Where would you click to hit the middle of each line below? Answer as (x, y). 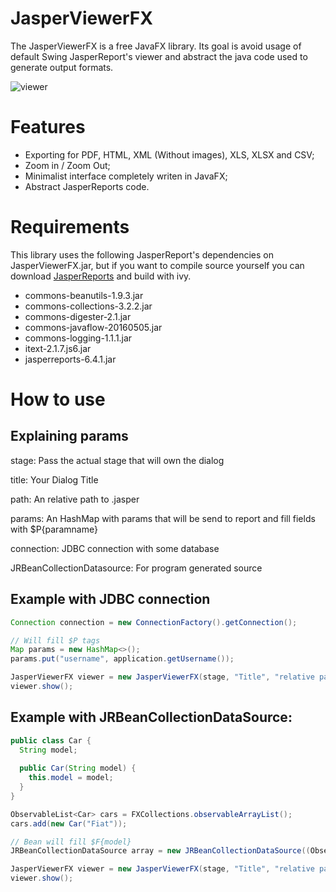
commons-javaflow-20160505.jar (93, 327)
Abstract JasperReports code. (87, 186)
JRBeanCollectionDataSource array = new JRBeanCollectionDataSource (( (160, 851)
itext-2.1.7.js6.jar (58, 348)
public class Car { (51, 740)
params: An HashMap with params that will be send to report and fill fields (163, 518)
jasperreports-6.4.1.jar (70, 359)
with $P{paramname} (54, 529)
